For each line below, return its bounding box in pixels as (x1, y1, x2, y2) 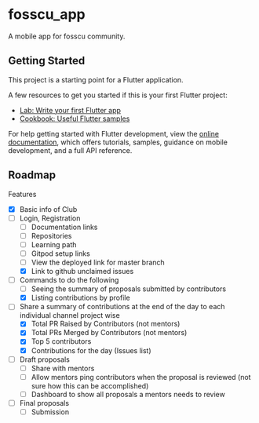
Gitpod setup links (31, 249, 90, 258)
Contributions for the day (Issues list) (31, 345, 151, 355)
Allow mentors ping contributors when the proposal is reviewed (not (31, 372, 251, 381)
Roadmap (8, 169, 57, 182)
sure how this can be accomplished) (31, 381, 149, 390)
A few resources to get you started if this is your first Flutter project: (8, 90, 228, 100)
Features (8, 189, 37, 199)
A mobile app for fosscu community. (8, 31, 126, 41)
